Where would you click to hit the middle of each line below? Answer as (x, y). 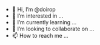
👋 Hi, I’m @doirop (34, 9)
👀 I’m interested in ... (38, 16)
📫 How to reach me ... (40, 36)
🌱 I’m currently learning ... (44, 22)
